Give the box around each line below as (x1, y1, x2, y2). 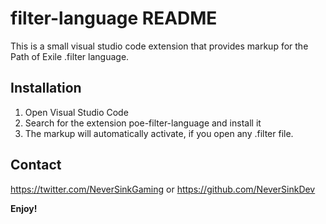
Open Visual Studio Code (24, 106, 129, 118)
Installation (10, 80, 82, 97)
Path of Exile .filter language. (10, 50, 130, 62)
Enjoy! (10, 202, 38, 214)
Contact (10, 157, 62, 174)
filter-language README (10, 7, 218, 30)
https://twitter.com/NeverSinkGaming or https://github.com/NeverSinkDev (10, 183, 316, 195)
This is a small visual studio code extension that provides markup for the (10, 40, 309, 52)
